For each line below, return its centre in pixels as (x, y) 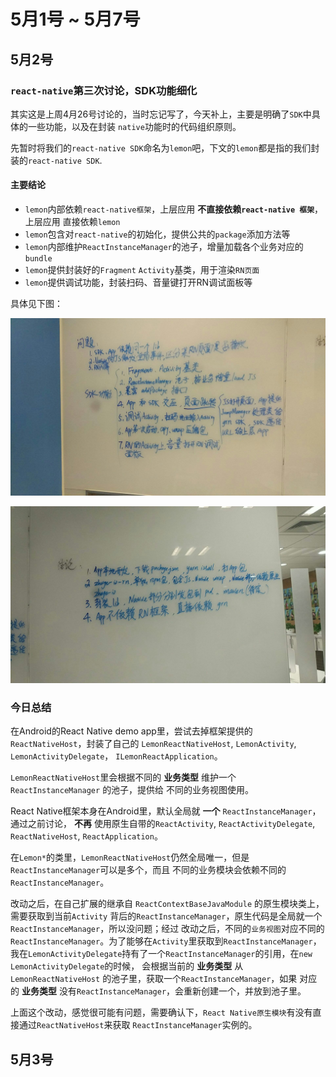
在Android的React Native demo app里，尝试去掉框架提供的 (131, 731)
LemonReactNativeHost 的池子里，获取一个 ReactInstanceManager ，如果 (154, 979)
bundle (38, 259)
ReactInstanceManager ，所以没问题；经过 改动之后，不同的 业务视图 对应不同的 (167, 929)
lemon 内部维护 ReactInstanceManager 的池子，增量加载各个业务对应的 (164, 247)
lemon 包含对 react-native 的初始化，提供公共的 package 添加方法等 (157, 234)
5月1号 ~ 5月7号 (75, 19)
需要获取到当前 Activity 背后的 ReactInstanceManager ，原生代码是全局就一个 (166, 916)
